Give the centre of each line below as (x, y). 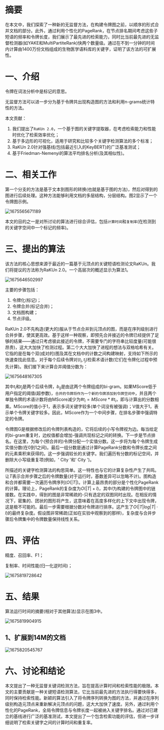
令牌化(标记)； (27, 300)
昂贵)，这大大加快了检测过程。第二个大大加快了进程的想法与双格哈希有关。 (81, 347)
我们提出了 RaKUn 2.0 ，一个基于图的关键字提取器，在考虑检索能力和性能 (84, 128)
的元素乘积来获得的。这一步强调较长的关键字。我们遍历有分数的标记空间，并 (82, 454)
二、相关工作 (31, 175)
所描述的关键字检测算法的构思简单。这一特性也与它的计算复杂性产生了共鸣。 (82, 470)
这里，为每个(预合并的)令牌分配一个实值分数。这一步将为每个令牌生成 (88, 441)
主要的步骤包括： (22, 290)
